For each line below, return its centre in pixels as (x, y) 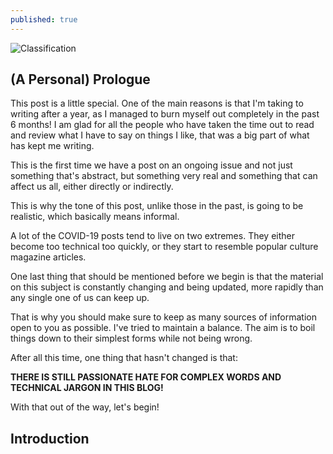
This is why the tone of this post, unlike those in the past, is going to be (157, 206)
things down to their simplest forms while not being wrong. (131, 338)
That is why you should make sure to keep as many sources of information (163, 317)
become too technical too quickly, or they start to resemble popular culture (164, 247)
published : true (44, 19)
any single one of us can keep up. (80, 298)
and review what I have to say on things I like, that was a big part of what (160, 135)
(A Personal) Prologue (80, 79)
